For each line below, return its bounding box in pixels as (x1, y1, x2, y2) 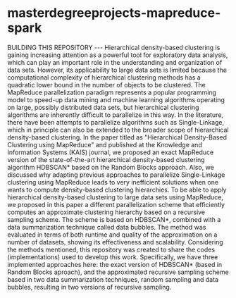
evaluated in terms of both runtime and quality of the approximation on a (7, 230, 218, 239)
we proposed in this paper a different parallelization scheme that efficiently (7, 200, 225, 209)
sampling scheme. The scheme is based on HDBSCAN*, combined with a (7, 215, 221, 223)
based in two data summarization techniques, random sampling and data (7, 275, 219, 283)
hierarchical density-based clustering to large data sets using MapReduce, (7, 192, 224, 201)
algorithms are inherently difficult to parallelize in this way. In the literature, (7, 111, 224, 119)
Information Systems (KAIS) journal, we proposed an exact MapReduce (7, 148, 214, 156)
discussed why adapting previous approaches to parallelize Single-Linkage (7, 170, 225, 179)
